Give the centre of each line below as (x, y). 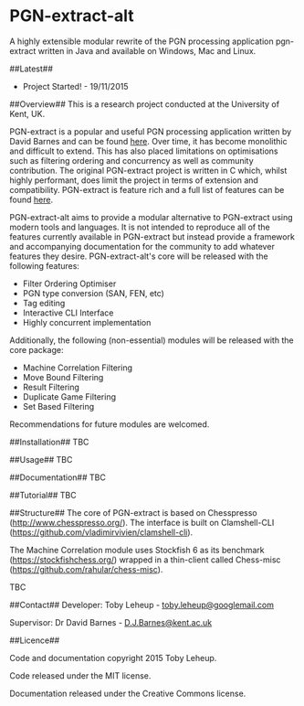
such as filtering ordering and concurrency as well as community (131, 160)
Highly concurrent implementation (87, 322)
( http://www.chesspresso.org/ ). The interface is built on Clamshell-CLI (142, 522)
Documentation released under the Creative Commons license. (128, 693)
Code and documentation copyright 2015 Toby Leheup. (113, 658)
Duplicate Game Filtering (69, 396)
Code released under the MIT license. (80, 675)
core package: (37, 349)
